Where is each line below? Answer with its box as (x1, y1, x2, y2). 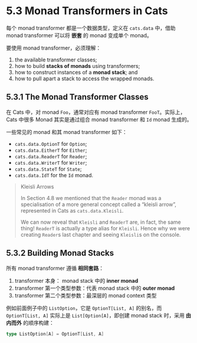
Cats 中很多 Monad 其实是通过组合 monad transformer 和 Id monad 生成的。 (6, 116, 192, 123)
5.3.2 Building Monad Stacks (6, 248, 114, 258)
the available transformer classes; (14, 56, 97, 63)
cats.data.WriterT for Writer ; (14, 159, 87, 166)
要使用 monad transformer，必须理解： (6, 44, 101, 51)
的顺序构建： (22, 319, 54, 326)
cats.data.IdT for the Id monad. (14, 171, 93, 178)
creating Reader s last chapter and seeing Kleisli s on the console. (20, 231, 181, 238)
